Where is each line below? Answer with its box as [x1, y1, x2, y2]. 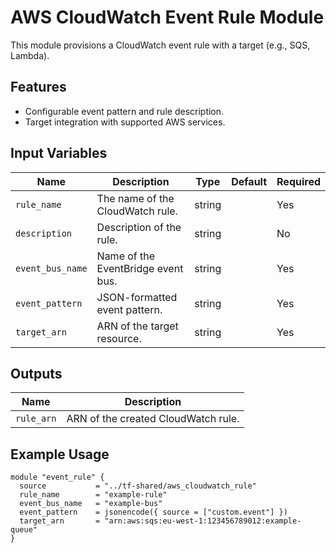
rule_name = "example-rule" [19, 490, 168, 500]
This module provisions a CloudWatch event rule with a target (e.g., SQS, [10, 39, 311, 51]
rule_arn [15, 413, 57, 425]
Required [276, 174, 321, 188]
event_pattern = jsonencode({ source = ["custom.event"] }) [19, 507, 288, 518]
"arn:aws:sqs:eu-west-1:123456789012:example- [104, 516, 302, 526]
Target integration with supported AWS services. [24, 116, 226, 128]
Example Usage [10, 446, 110, 463]
